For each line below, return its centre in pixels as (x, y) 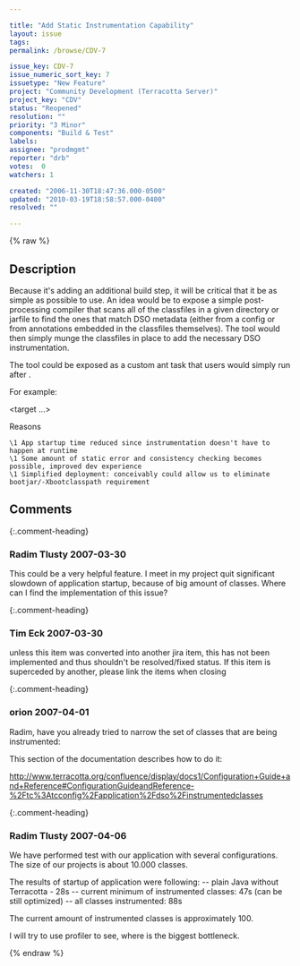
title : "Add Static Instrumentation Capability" (102, 25)
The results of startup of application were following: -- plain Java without (144, 882)
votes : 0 (28, 167)
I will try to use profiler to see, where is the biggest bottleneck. (124, 936)
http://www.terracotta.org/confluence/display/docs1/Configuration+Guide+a (150, 776)
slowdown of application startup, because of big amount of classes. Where (148, 584)
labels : (24, 141)
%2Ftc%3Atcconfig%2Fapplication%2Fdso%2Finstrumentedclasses (137, 795)
